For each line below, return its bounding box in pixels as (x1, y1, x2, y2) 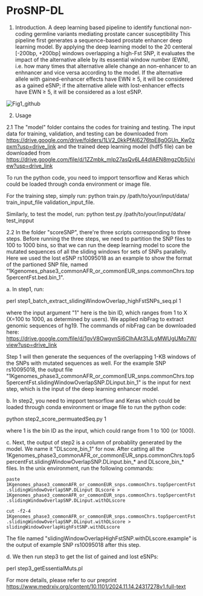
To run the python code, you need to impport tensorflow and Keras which (6, 174, 189, 181)
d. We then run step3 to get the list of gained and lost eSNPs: (6, 553, 159, 560)
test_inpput (6, 217, 34, 224)
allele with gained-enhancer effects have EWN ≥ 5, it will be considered (14, 75, 193, 83)
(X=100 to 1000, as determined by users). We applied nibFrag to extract (6, 315, 184, 322)
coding (14, 30, 33, 37)
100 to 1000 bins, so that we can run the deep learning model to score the (6, 241, 190, 249)
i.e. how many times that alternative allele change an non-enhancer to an (14, 62, 197, 70)
